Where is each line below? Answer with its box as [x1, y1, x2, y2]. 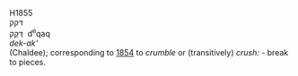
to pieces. [9, 56, 47, 67]
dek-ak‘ [9, 38, 39, 48]
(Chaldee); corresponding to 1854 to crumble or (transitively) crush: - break [9, 46, 289, 57]
